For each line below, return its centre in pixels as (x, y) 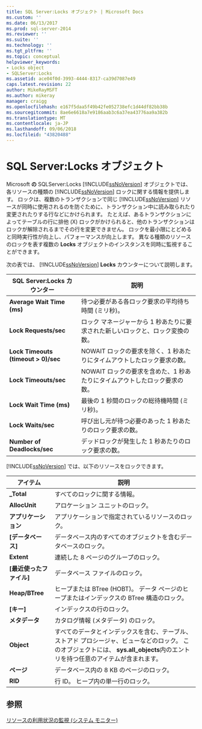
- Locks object (25, 68)
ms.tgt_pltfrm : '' (29, 51)
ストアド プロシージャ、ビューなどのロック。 (118, 641)
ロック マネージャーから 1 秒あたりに (133, 322)
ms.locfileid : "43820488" (38, 135)
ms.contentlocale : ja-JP (37, 124)
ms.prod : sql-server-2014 (38, 29)
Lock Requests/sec (38, 330)
